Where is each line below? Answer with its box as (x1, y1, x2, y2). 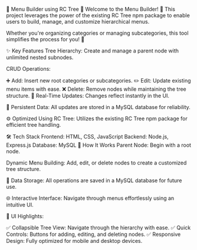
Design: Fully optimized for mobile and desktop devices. (6, 238, 143, 244)
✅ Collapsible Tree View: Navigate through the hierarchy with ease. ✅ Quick (6, 224, 191, 231)
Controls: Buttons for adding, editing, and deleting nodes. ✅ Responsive (6, 231, 181, 238)
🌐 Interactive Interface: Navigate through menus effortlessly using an (6, 195, 175, 202)
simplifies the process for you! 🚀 (6, 36, 85, 42)
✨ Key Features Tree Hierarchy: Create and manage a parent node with (6, 47, 179, 54)
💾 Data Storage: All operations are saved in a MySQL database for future (6, 177, 182, 184)
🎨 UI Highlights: (6, 213, 44, 219)
